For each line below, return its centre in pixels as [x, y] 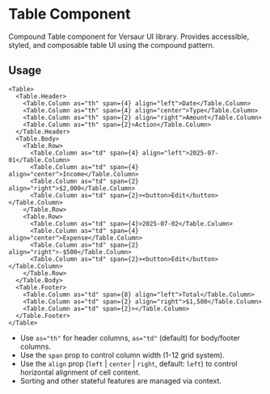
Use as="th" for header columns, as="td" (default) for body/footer [130, 337]
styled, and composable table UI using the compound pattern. [112, 44]
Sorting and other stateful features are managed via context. [121, 380]
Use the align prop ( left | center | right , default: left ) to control [129, 363]
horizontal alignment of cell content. [80, 372]
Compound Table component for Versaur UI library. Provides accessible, [129, 36]
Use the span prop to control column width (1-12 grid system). [122, 355]
